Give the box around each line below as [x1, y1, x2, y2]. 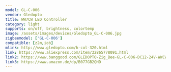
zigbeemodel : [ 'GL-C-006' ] [5, 36, 63, 41]
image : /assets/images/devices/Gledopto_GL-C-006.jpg [5, 31, 122, 36]
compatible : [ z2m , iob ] [5, 41, 53, 46]
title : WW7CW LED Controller [5, 17, 67, 22]
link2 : [5, 54, 19, 60]
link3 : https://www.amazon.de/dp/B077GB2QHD [5, 59, 101, 64]
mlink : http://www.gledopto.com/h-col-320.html [5, 45, 108, 50]
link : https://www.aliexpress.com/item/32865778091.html [5, 50, 129, 55]
